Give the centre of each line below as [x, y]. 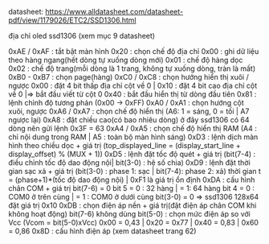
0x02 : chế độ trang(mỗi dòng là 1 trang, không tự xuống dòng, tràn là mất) [132, 68]
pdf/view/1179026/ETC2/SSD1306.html [72, 20]
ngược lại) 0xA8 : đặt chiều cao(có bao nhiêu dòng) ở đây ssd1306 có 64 [129, 120]
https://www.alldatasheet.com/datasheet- [114, 12]
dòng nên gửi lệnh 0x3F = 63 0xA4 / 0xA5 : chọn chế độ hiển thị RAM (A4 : [132, 128]
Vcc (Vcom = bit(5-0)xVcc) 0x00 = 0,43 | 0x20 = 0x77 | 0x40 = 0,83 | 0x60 [134, 222]
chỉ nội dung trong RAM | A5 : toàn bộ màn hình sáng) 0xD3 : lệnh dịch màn [133, 137]
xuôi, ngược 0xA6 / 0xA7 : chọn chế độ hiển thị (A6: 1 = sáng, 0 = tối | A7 [129, 111]
